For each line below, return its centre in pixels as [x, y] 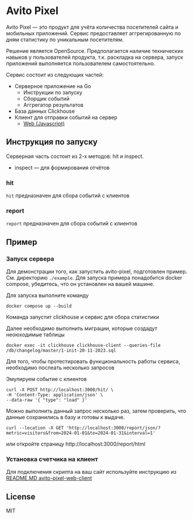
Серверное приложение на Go [53, 86]
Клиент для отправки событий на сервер [66, 117]
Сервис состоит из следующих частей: [55, 75]
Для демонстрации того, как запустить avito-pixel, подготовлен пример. [97, 272]
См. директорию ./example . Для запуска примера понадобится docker [94, 278]
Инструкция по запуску [52, 142]
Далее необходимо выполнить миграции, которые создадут [82, 328]
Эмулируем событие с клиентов [46, 379]
